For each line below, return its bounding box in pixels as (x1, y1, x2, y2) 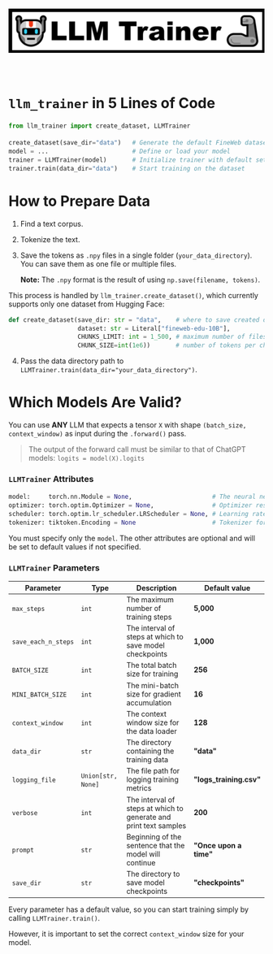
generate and (126, 812, 171, 822)
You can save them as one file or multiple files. (19, 258, 177, 268)
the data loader (126, 726, 177, 735)
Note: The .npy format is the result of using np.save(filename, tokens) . (19, 275, 261, 284)
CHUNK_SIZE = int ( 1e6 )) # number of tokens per (77, 341, 256, 349)
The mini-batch (126, 680, 180, 690)
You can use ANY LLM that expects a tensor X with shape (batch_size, (8, 420, 247, 430)
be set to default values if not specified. (8, 541, 141, 552)
